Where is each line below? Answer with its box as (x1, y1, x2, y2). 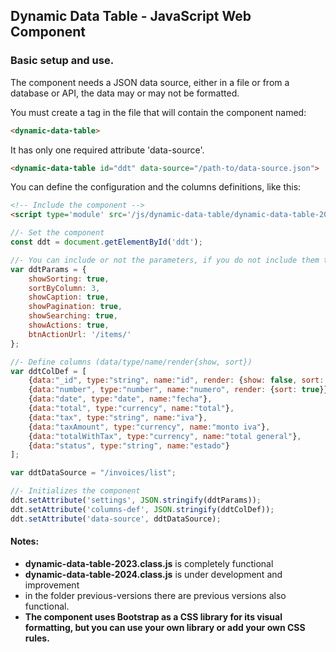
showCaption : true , (28, 292, 110, 303)
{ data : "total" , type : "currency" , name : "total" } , (28, 404, 235, 414)
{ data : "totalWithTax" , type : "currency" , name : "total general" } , (28, 431, 302, 441)
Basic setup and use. (10, 54, 115, 68)
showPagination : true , (28, 302, 123, 312)
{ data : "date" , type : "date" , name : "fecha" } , (28, 394, 213, 404)
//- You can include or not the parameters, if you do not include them (10, 255, 320, 265)
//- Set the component (10, 228, 105, 238)
